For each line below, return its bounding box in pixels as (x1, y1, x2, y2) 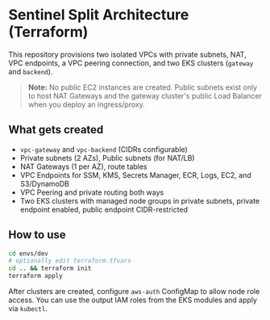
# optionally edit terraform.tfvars (8, 257, 131, 265)
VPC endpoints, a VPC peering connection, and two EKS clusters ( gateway (8, 58, 254, 68)
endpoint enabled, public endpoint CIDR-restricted (19, 204, 188, 214)
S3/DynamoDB (19, 179, 70, 188)
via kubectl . (8, 304, 48, 314)
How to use (8, 228, 66, 242)
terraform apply (8, 272, 63, 280)
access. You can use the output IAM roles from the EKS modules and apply (8, 295, 258, 305)
